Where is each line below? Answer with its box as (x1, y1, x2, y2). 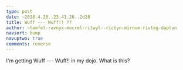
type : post (6, 8, 33, 15)
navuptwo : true (6, 36, 43, 41)
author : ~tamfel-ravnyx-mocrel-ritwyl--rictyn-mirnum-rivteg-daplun (6, 24, 177, 31)
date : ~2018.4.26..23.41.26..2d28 (6, 14, 91, 20)
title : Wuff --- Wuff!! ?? (6, 19, 72, 25)
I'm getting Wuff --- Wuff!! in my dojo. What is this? (6, 57, 130, 64)
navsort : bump (6, 30, 41, 36)
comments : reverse (6, 41, 51, 47)
